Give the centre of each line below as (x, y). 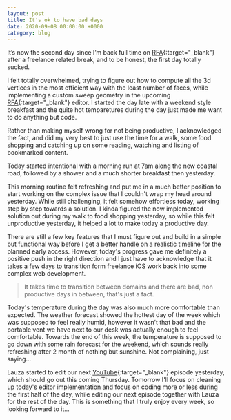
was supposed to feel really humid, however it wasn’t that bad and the (107, 323)
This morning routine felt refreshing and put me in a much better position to (114, 187)
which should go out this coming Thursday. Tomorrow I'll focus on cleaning (114, 380)
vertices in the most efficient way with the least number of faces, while (108, 88)
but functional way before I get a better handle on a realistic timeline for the (114, 244)
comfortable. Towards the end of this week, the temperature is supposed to (114, 337)
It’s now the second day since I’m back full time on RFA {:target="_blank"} (111, 52)
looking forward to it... (39, 409)
